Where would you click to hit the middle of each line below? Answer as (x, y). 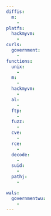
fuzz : (18, 122)
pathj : (19, 177)
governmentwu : (28, 198)
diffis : (16, 12)
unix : (18, 67)
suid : (18, 166)
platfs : (16, 28)
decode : (21, 154)
